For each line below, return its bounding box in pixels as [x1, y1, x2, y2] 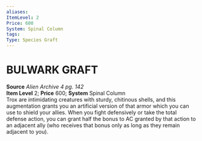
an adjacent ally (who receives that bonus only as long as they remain [6, 122, 180, 129]
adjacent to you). [6, 128, 48, 135]
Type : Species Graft [6, 37, 59, 43]
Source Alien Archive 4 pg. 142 [6, 83, 84, 90]
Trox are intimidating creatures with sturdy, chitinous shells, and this [6, 96, 176, 103]
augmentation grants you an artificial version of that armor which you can [6, 102, 189, 110]
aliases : [6, 8, 28, 15]
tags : [6, 31, 20, 38]
